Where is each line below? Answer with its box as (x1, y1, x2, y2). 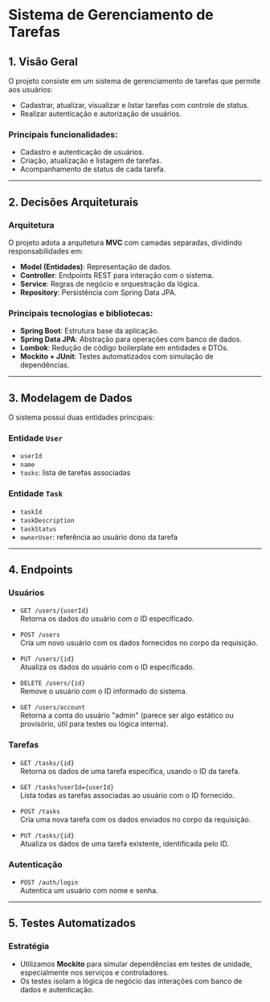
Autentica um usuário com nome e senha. (19, 885, 158, 895)
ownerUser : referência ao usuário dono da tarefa (19, 532, 178, 541)
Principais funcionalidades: (8, 129, 118, 140)
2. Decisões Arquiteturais (8, 195, 139, 209)
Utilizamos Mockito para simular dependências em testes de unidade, (19, 959, 252, 968)
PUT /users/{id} (19, 655, 75, 664)
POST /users (19, 631, 60, 640)
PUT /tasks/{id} (19, 831, 75, 839)
